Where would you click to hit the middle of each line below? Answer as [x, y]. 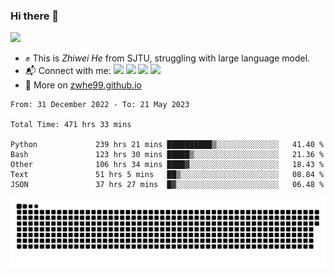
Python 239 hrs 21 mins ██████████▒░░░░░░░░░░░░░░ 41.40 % [167, 145]
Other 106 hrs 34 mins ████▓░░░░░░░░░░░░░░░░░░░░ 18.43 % [167, 165]
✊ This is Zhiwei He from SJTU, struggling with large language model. [167, 58]
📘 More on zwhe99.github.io [83, 85]
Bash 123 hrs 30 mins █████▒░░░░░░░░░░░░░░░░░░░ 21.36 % [167, 155]
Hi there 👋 [35, 16]
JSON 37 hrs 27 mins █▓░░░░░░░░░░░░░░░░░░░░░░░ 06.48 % [167, 185]
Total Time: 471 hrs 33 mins [71, 125]
